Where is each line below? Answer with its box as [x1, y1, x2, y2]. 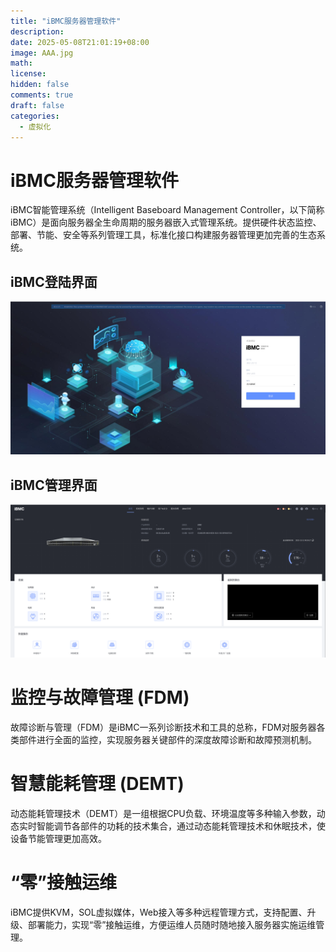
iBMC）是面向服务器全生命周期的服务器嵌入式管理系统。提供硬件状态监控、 [10, 216, 322, 229]
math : [10, 58, 33, 69]
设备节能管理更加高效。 [10, 833, 107, 845]
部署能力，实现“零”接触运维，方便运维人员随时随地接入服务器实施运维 [27, 918, 317, 930]
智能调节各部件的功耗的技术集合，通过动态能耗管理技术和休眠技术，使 [36, 820, 326, 832]
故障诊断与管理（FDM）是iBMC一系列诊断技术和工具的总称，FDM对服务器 [10, 721, 317, 734]
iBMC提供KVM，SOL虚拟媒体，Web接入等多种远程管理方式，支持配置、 [10, 906, 308, 918]
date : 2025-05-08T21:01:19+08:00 [10, 37, 150, 47]
